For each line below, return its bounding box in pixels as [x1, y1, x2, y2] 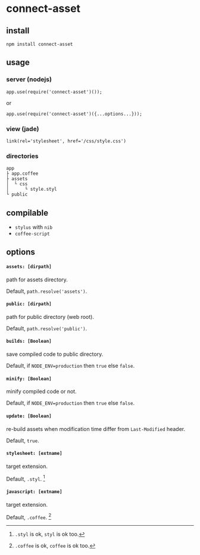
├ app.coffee [6, 170, 39, 177]
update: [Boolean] [6, 413, 52, 419]
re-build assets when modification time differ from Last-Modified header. [6, 425, 186, 432]
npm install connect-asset [6, 41, 73, 47]
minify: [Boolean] [6, 376, 52, 382]
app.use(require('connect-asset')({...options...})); [6, 111, 143, 117]
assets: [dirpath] [6, 264, 52, 270]
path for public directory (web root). [6, 313, 94, 320]
